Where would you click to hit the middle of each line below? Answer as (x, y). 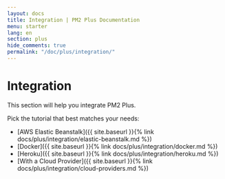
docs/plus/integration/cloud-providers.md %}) (83, 168)
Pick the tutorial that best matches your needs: (73, 118)
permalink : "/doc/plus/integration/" (61, 52)
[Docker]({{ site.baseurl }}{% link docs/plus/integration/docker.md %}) (117, 146)
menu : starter (28, 26)
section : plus (28, 39)
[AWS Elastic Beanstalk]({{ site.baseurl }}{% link (86, 131)
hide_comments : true (37, 45)
